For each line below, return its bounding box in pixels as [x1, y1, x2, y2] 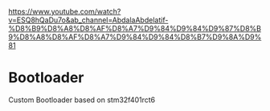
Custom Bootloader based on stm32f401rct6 [8, 95, 156, 105]
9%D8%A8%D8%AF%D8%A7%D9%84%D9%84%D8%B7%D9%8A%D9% [8, 32, 262, 42]
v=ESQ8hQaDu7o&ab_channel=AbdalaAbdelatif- [8, 15, 169, 25]
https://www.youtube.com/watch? [8, 7, 121, 16]
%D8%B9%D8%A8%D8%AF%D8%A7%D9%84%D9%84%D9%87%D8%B [8, 24, 261, 33]
